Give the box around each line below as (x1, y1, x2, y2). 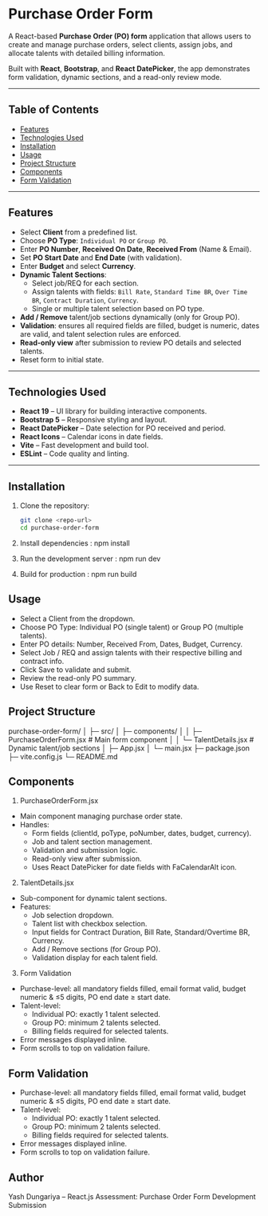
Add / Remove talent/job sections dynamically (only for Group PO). (19, 312, 240, 322)
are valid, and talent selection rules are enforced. (19, 329, 181, 338)
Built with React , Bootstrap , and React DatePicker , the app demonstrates (8, 63, 250, 73)
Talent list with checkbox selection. (31, 919, 148, 929)
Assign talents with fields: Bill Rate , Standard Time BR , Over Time (31, 286, 248, 296)
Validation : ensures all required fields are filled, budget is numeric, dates (19, 321, 260, 330)
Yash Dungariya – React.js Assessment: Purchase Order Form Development (8, 1192, 257, 1201)
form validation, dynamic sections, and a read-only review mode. (8, 72, 222, 82)
